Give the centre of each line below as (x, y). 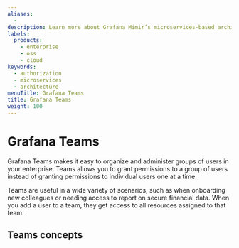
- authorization (38, 73)
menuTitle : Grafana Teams (46, 93)
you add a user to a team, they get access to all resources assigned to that (117, 205)
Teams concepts (45, 235)
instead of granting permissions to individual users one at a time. (102, 176)
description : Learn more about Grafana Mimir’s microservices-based (111, 27)
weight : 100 (25, 107)
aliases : (20, 14)
